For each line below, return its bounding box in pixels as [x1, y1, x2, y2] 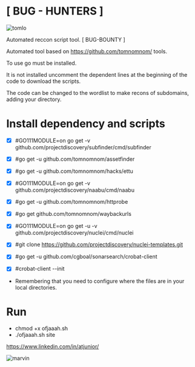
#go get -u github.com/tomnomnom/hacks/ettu [15, 167, 133, 175]
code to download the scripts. [6, 77, 81, 85]
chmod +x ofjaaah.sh [15, 325, 68, 332]
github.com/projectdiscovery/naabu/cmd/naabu [15, 186, 135, 194]
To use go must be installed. [6, 59, 77, 67]
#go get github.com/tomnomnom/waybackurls [15, 210, 132, 218]
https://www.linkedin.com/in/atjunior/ [6, 343, 99, 350]
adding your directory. [6, 96, 62, 103]
